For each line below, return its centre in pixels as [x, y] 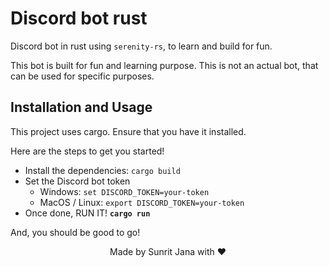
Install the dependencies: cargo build [102, 170]
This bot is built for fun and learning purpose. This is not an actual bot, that [164, 65]
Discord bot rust [79, 18]
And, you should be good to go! [75, 232]
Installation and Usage [81, 107]
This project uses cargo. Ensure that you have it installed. [128, 131]
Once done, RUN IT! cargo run [87, 213]
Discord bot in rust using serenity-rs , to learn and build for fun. [141, 46]
